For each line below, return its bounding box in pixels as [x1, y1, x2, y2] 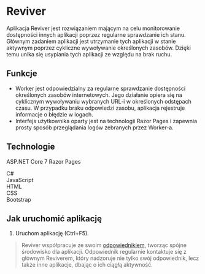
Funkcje [6, 69, 38, 79]
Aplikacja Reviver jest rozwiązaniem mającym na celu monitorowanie [6, 25, 180, 32]
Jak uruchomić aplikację [6, 213, 102, 224]
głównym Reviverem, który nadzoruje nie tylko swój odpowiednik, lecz [21, 254, 199, 262]
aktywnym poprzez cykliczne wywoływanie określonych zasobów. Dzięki [6, 44, 191, 51]
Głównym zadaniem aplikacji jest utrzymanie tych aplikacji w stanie [6, 37, 176, 45]
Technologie [6, 142, 55, 152]
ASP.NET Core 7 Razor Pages [6, 158, 81, 165]
